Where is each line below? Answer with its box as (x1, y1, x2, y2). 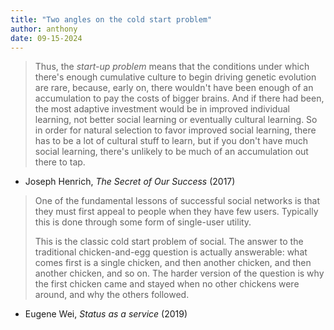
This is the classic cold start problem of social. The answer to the (34, 236, 304, 248)
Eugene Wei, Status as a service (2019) (24, 308, 188, 320)
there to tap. (34, 156, 86, 168)
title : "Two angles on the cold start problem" (10, 14, 213, 25)
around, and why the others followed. (34, 289, 190, 301)
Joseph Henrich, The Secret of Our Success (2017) (24, 176, 236, 188)
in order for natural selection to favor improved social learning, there (34, 124, 317, 136)
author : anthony (10, 24, 78, 34)
